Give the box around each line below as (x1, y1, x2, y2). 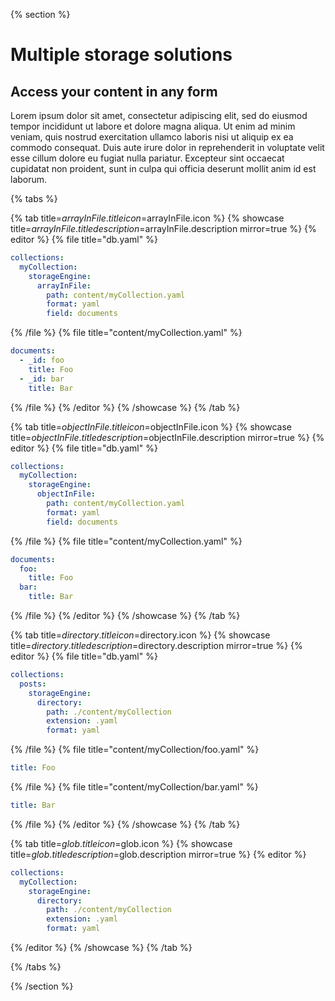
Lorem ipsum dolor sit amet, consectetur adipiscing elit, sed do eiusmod (10, 110, 308, 121)
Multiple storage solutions (10, 44, 233, 66)
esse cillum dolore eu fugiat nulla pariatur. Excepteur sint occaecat (10, 152, 285, 164)
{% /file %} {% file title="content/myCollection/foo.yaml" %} (10, 744, 260, 756)
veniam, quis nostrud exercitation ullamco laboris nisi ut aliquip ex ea (10, 131, 294, 143)
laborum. (10, 174, 48, 185)
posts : (19, 679, 47, 689)
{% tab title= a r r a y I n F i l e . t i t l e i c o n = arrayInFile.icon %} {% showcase (10, 212, 285, 224)
